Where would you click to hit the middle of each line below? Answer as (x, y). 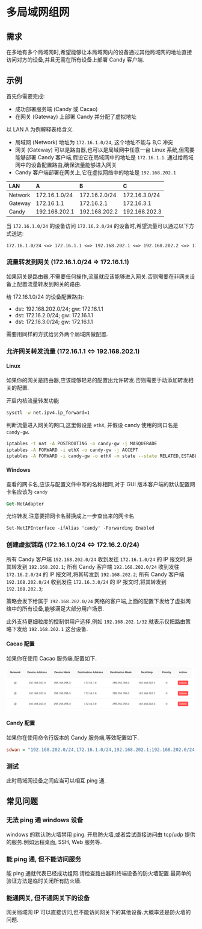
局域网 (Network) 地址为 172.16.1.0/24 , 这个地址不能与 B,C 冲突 (94, 142)
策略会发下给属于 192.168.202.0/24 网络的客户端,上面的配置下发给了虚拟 (96, 601)
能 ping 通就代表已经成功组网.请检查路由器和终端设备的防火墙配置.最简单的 (99, 873)
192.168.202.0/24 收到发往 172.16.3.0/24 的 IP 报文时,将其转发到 (87, 582)
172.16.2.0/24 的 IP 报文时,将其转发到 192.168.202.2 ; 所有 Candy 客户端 (95, 574)
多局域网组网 (38, 12)
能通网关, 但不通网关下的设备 (48, 898)
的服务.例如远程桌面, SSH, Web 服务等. (54, 842)
